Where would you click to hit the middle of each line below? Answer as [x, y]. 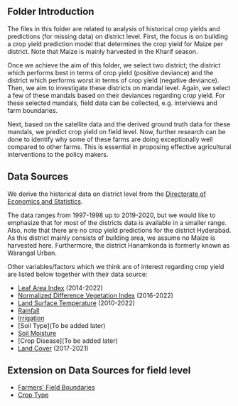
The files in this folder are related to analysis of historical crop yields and [114, 28]
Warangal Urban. [32, 253]
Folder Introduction [51, 12]
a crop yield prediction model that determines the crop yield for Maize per [115, 44]
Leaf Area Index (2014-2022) [60, 287]
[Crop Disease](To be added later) [68, 341]
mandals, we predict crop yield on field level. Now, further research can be [117, 131]
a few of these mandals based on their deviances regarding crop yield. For [116, 95]
